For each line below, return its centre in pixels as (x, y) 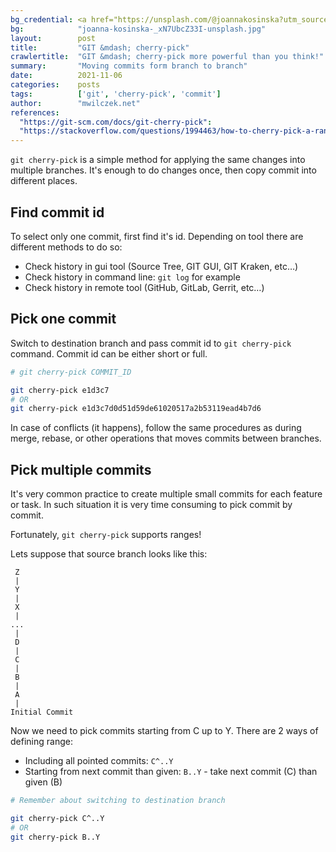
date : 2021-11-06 (66, 76)
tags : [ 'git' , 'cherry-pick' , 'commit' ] (116, 94)
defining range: (41, 742)
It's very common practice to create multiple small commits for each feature (166, 494)
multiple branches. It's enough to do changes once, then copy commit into (163, 170)
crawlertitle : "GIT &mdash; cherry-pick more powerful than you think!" (167, 57)
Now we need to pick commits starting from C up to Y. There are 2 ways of (164, 731)
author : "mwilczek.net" (75, 103)
